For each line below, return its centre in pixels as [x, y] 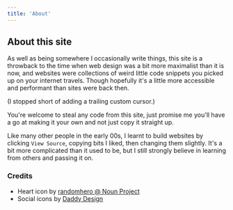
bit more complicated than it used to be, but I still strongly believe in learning [116, 151]
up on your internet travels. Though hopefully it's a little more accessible [111, 81]
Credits [20, 176]
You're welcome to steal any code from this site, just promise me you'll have [116, 115]
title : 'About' [29, 14]
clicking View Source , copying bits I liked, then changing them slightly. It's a [115, 143]
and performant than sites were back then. [69, 88]
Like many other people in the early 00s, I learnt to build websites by [105, 136]
